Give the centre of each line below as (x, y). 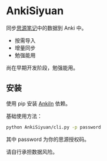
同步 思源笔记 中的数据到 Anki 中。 (46, 28)
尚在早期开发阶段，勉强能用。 (42, 68)
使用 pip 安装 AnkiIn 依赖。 (39, 103)
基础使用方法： (24, 116)
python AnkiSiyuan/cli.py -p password (53, 127)
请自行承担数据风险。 (32, 152)
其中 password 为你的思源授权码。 (48, 139)
